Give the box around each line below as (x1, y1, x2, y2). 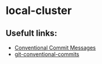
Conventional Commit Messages (14, 44, 96, 51)
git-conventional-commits (14, 51, 80, 58)
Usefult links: (5, 28, 58, 38)
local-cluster (5, 4, 72, 18)
